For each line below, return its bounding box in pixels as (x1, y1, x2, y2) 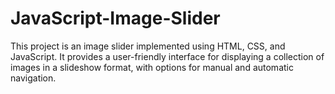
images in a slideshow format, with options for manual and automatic (10, 61, 294, 73)
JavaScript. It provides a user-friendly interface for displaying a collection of (10, 50, 325, 62)
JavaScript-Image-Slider (10, 7, 221, 30)
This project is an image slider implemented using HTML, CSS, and (10, 40, 286, 52)
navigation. (10, 72, 57, 84)
